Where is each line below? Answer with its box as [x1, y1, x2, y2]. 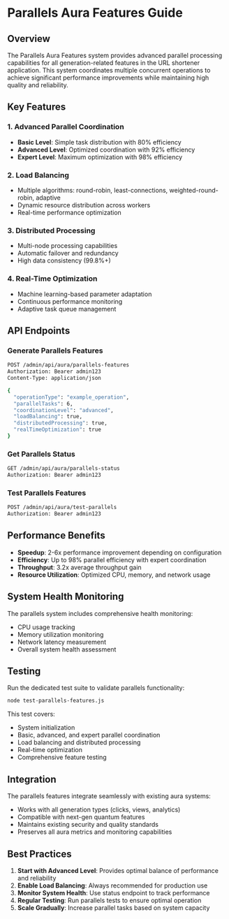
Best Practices [7, 848, 72, 860]
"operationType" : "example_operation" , [13, 393, 130, 401]
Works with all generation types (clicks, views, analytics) [17, 805, 181, 814]
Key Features [7, 101, 66, 113]
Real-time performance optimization [17, 208, 122, 216]
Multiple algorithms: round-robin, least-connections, [17, 186, 168, 194]
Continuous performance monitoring [17, 297, 123, 305]
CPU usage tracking [17, 623, 75, 631]
